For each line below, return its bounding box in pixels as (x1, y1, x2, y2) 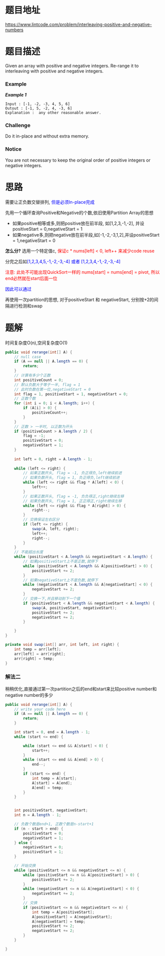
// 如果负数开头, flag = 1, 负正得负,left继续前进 (23, 475, 120, 480)
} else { (14, 840, 32, 845)
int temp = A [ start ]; (31, 776, 77, 781)
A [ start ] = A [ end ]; (31, 780, 72, 785)
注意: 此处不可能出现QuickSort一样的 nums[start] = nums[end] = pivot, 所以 (5, 269, 160, 275)
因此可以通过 (5, 286, 31, 292)
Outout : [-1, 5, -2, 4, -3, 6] (5, 106, 72, 111)
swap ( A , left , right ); (31, 526, 79, 531)
